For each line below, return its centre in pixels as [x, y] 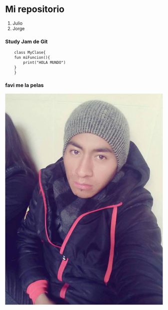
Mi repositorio [35, 9]
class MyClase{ [30, 53]
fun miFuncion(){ [32, 58]
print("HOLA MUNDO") [44, 63]
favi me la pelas [24, 85]
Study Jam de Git [26, 41]
